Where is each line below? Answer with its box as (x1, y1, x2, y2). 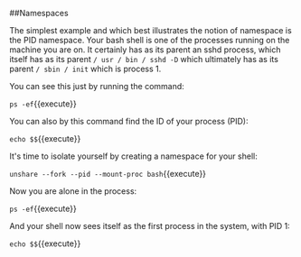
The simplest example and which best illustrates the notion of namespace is (9, 25, 292, 35)
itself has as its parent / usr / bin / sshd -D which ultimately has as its (9, 54, 278, 64)
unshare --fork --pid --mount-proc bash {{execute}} (9, 169, 206, 179)
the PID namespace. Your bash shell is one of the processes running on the (9, 35, 290, 45)
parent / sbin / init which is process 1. (9, 63, 162, 74)
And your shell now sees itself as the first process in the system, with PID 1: (9, 221, 291, 231)
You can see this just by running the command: (9, 81, 185, 91)
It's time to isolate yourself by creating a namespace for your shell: (9, 151, 258, 161)
